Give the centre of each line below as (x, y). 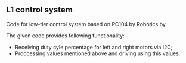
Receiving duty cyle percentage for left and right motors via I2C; (94, 47)
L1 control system (39, 10)
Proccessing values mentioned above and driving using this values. (97, 53)
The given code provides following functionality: (65, 36)
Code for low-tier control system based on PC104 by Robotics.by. (87, 24)
